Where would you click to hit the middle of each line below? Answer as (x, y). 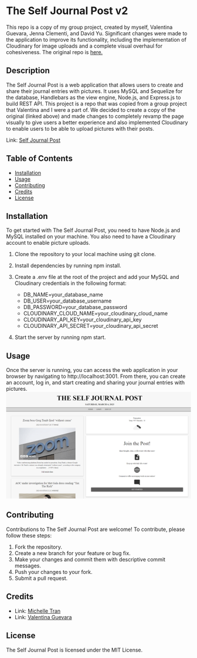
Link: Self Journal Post (33, 140)
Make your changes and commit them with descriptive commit (90, 559)
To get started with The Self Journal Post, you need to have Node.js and (93, 230)
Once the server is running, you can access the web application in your (92, 370)
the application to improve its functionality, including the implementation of (96, 39)
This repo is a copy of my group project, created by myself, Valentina (89, 27)
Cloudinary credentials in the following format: (70, 283)
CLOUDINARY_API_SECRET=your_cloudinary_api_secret (91, 326)
